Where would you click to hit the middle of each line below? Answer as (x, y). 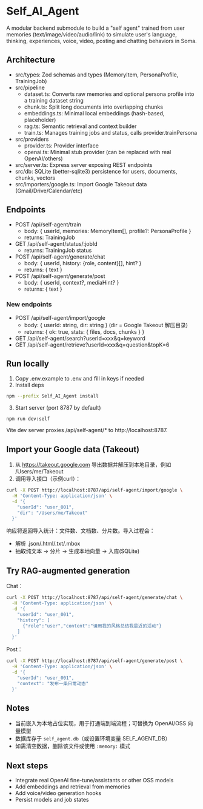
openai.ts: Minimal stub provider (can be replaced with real (98, 152)
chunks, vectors (35, 178)
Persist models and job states (52, 800)
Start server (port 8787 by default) (58, 407)
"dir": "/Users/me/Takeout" (52, 513)
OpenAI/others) (43, 158)
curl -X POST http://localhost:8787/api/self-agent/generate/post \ (95, 661)
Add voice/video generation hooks (58, 793)
